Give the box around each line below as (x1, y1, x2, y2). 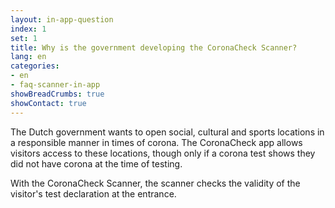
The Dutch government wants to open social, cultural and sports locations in (10, 126, 325, 138)
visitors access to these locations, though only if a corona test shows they (10, 147, 316, 159)
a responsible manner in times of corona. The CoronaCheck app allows (10, 136, 303, 148)
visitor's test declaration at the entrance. (10, 187, 177, 200)
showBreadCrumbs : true (10, 89, 105, 99)
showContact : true (10, 98, 87, 108)
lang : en (10, 52, 47, 62)
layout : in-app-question (10, 14, 114, 25)
